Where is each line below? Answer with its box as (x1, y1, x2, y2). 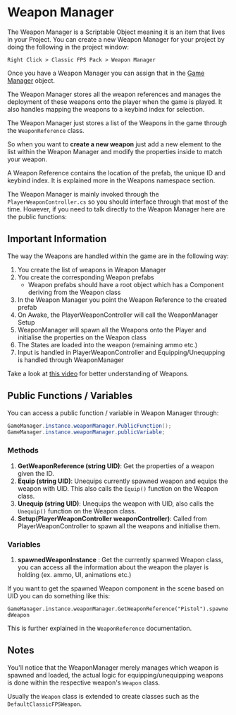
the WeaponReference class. (7, 126, 85, 134)
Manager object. (7, 76, 55, 85)
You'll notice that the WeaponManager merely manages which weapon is (7, 663, 219, 672)
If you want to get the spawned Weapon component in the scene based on (7, 584, 224, 593)
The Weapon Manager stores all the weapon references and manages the (7, 90, 221, 98)
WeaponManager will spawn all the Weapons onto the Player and (17, 325, 206, 334)
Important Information (7, 233, 107, 245)
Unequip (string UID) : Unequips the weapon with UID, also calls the (17, 499, 214, 508)
